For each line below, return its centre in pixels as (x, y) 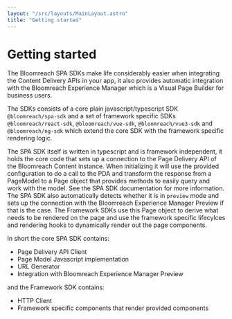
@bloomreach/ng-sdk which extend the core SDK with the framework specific (116, 131)
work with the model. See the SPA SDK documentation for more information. (116, 188)
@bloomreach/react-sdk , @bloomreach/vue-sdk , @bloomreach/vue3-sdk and (110, 124)
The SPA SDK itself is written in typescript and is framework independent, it (115, 152)
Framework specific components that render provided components (113, 308)
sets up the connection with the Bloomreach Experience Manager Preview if (116, 203)
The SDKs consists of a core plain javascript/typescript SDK (93, 109)
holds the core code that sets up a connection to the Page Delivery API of (112, 159)
